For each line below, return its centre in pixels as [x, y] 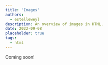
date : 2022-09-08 [24, 29]
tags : [11, 38]
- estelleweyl [25, 19]
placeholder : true [25, 33]
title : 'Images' [22, 10]
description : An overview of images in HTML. [54, 24]
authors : [15, 15]
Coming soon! [20, 57]
